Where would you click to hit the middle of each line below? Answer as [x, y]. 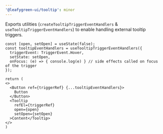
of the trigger [21, 65]
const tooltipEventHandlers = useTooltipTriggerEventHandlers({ [74, 48]
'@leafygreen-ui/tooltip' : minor [40, 10]
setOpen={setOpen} [33, 114]
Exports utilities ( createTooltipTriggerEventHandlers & [62, 24]
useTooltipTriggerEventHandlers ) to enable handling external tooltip [76, 29]
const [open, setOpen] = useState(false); [50, 44]
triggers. [14, 34]
